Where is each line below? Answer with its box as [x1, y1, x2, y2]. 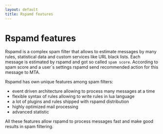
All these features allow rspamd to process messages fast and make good [5, 118, 154, 124]
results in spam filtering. [5, 124, 54, 130]
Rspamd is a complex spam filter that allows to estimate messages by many [5, 49, 157, 55]
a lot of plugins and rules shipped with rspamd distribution [12, 98, 129, 105]
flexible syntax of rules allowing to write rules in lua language [12, 94, 135, 99]
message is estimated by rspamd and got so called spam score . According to [5, 59, 158, 65]
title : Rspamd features [5, 12, 54, 17]
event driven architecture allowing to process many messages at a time [12, 88, 155, 94]
